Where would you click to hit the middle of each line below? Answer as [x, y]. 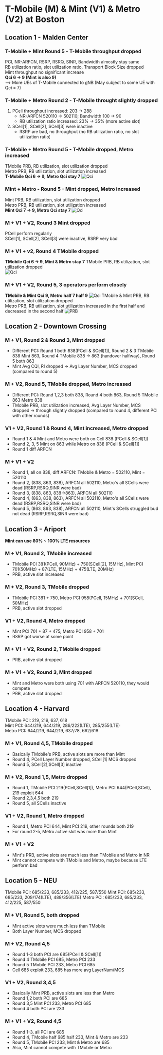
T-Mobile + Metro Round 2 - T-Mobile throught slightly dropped [81, 100]
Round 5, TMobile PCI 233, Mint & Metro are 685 [61, 1042]
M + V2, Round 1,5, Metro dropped [46, 777]
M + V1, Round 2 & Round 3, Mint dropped [55, 340]
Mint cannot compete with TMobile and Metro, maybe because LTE [79, 860]
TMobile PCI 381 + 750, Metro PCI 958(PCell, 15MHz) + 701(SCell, [78, 598]
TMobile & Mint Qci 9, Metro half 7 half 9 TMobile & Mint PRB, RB [77, 295]
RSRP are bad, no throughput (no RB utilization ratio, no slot [79, 132]
